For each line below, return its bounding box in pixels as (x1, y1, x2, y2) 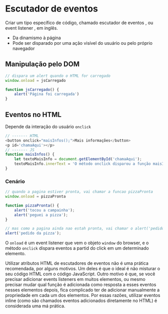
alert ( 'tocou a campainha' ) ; (14, 207, 75, 213)
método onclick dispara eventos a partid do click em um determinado (5, 245, 149, 251)
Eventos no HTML (5, 110, 61, 119)
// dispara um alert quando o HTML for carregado (5, 73, 111, 78)
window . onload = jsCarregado (5, 78, 66, 83)
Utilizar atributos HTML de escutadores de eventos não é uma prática (5, 260, 149, 266)
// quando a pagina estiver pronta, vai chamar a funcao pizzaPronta (5, 189, 153, 194)
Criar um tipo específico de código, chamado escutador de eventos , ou (5, 20, 153, 26)
